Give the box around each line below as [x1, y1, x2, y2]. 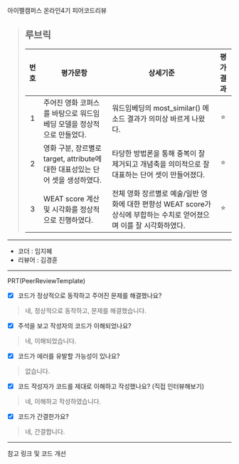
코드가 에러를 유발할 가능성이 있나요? [17, 352, 120, 360]
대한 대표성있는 [43, 164, 92, 174]
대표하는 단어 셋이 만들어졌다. [112, 169, 205, 179]
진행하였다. [58, 215, 94, 225]
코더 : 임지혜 [17, 246, 53, 255]
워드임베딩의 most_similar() [112, 102, 201, 112]
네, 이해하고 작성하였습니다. [24, 397, 102, 406]
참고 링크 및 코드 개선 [7, 449, 66, 458]
